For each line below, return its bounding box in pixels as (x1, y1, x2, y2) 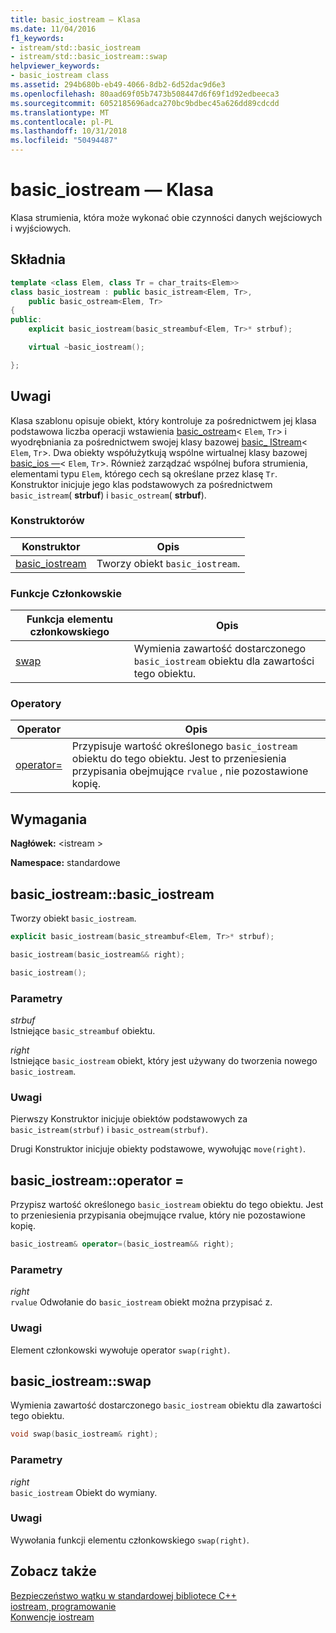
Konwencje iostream (10, 1611, 95, 1623)
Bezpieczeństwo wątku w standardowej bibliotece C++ (10, 1589, 237, 1601)
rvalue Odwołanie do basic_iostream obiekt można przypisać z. (10, 1296, 273, 1308)
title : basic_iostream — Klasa (10, 14, 141, 25)
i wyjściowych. (10, 222, 72, 234)
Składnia (10, 251, 67, 268)
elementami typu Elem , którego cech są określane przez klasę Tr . (10, 467, 278, 480)
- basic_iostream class (10, 71, 110, 81)
